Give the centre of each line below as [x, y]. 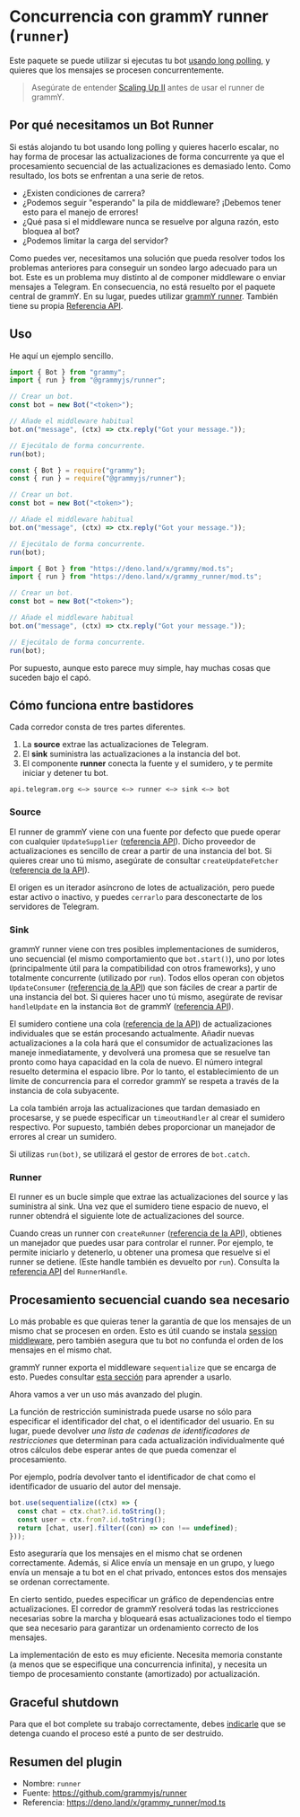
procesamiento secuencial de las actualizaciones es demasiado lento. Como [150, 166]
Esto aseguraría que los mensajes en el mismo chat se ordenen [126, 1553]
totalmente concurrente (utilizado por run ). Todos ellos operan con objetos [147, 977]
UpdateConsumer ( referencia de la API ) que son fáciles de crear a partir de [143, 987]
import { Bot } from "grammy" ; [68, 372]
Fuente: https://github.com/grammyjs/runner [105, 1793]
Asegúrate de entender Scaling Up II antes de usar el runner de [148, 87]
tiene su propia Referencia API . [66, 305]
